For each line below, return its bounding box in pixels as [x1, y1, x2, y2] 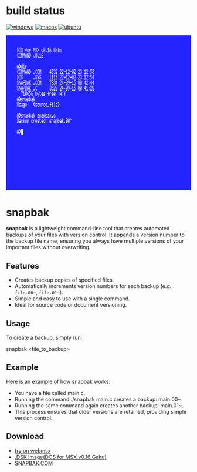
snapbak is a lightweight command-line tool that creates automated [6, 225, 170, 232]
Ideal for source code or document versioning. [14, 302, 127, 309]
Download [6, 431, 44, 441]
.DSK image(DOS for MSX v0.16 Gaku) [14, 453, 107, 460]
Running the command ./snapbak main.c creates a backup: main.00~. [14, 396, 183, 403]
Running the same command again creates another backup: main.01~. [14, 401, 184, 409]
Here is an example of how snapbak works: [6, 378, 110, 385]
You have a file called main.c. [14, 389, 86, 396]
